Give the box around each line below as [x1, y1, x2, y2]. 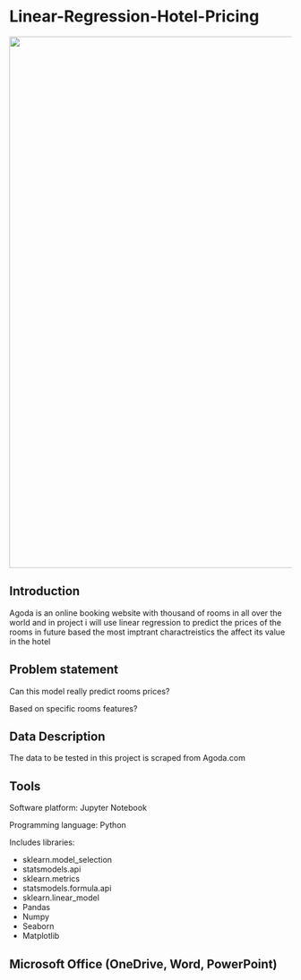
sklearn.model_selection [21, 855, 113, 865]
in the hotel [9, 635, 51, 646]
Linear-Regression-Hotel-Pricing [9, 6, 260, 27]
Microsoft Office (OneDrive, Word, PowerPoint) [9, 956, 278, 972]
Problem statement [9, 662, 119, 677]
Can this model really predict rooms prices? [9, 686, 170, 696]
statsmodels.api [21, 864, 82, 874]
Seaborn [21, 921, 55, 932]
